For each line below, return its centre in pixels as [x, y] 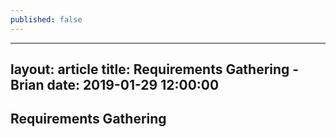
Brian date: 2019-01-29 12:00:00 [115, 85]
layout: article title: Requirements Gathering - [155, 69]
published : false [46, 19]
